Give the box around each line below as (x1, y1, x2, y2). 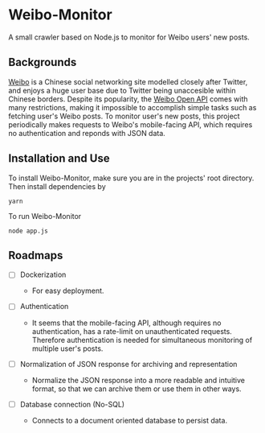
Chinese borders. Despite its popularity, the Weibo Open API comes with (8, 94, 248, 104)
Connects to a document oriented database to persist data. (31, 415, 227, 425)
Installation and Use (8, 151, 110, 166)
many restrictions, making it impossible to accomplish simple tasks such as (8, 102, 257, 112)
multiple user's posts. (31, 344, 104, 353)
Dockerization (19, 270, 67, 279)
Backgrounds (8, 56, 77, 69)
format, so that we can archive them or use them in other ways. (31, 384, 243, 394)
